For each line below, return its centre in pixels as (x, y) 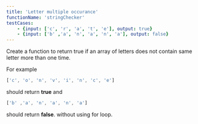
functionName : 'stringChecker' (46, 17)
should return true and (34, 92)
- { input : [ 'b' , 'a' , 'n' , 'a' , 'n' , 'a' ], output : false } (93, 34)
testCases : (20, 23)
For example (22, 69)
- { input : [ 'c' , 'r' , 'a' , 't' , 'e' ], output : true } (85, 29)
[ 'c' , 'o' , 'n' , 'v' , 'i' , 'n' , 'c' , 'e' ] (60, 81)
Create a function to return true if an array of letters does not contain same (99, 51)
